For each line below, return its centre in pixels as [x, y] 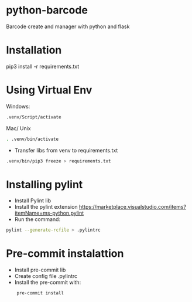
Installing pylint [44, 184]
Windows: [18, 106]
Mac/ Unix [18, 128]
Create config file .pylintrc [46, 276]
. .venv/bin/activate [32, 139]
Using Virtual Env [49, 90]
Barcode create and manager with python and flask [68, 26]
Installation [34, 50]
